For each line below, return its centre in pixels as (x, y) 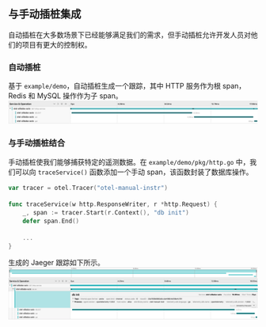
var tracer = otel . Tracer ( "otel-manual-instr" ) (88, 188)
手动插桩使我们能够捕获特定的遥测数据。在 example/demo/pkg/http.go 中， (129, 162)
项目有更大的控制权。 (57, 44)
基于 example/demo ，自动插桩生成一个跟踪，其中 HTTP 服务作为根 (115, 86)
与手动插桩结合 (37, 143)
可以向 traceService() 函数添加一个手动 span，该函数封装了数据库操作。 (134, 172)
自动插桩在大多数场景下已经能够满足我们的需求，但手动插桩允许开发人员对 (129, 35)
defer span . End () (51, 221)
